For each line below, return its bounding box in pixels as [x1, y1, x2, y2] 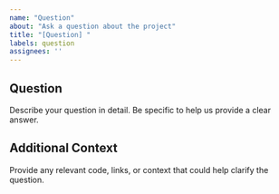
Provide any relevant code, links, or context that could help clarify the [9, 164, 269, 175]
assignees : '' [9, 47, 63, 56]
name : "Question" [9, 13, 75, 23]
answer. [9, 114, 39, 125]
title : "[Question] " [9, 30, 91, 39]
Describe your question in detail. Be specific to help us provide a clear [9, 104, 272, 115]
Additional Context [9, 141, 118, 156]
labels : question [9, 38, 75, 48]
